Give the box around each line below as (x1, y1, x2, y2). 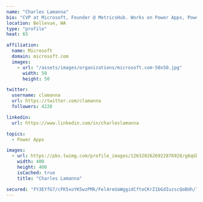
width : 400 (17, 159, 45, 165)
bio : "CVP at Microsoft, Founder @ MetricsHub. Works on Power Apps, (6, 14, 185, 21)
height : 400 (17, 164, 47, 170)
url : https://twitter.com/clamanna (11, 98, 101, 104)
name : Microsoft (11, 48, 53, 54)
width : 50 (22, 70, 47, 76)
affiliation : (6, 42, 39, 48)
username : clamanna (11, 92, 61, 98)
